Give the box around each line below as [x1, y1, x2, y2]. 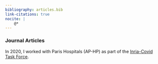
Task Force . [5, 54, 29, 60]
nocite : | [5, 16, 26, 21]
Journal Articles [5, 37, 45, 44]
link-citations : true [5, 12, 50, 17]
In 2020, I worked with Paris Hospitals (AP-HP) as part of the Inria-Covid [5, 48, 153, 54]
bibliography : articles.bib [5, 7, 63, 12]
